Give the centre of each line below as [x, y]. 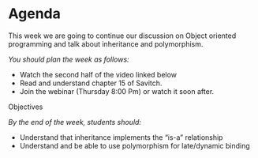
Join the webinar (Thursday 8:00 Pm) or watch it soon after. [117, 91]
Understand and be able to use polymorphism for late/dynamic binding [135, 145]
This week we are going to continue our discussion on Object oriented [122, 36]
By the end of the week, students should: [75, 122]
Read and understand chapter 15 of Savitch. [91, 83]
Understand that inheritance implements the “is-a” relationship [121, 137]
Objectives [26, 107]
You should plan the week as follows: [69, 59]
